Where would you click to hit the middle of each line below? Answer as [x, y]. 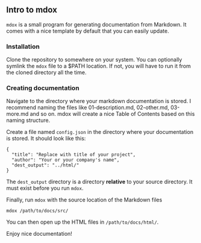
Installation [23, 46]
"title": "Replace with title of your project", [74, 155]
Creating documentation [43, 88]
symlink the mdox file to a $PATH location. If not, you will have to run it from [99, 66]
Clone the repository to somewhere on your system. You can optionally [94, 60]
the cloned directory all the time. [46, 72]
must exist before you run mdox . [45, 188]
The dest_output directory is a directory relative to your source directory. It [99, 182]
